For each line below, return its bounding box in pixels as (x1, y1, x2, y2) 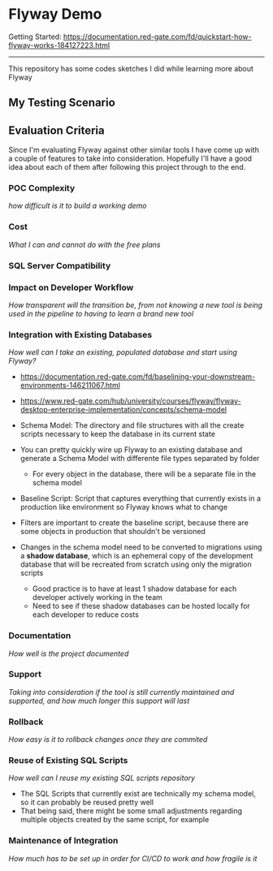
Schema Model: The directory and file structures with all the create (19, 420, 245, 430)
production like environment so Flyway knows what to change (19, 502, 228, 512)
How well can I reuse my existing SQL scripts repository (8, 773, 196, 783)
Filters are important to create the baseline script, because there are (19, 518, 249, 528)
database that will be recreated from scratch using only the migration (19, 559, 252, 569)
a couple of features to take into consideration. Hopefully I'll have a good (8, 153, 253, 163)
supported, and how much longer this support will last (8, 696, 190, 705)
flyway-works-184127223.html (8, 40, 110, 50)
